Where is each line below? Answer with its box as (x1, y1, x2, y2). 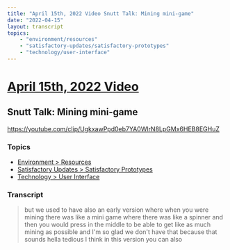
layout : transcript (7, 23, 64, 30)
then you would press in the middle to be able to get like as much (24, 220, 211, 229)
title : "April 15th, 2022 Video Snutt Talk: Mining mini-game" (7, 10, 195, 17)
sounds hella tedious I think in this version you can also (24, 235, 183, 244)
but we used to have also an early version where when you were (24, 206, 209, 214)
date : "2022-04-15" (7, 17, 64, 24)
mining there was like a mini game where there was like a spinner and (24, 213, 224, 222)
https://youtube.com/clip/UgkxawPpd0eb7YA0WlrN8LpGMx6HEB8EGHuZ (7, 124, 220, 133)
